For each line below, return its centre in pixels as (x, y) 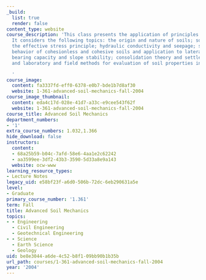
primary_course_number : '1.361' (48, 199)
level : (15, 188)
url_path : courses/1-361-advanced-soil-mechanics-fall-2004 (85, 262)
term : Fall (20, 205)
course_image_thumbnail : (38, 97)
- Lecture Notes (27, 177)
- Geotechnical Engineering (48, 234)
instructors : (23, 142)
